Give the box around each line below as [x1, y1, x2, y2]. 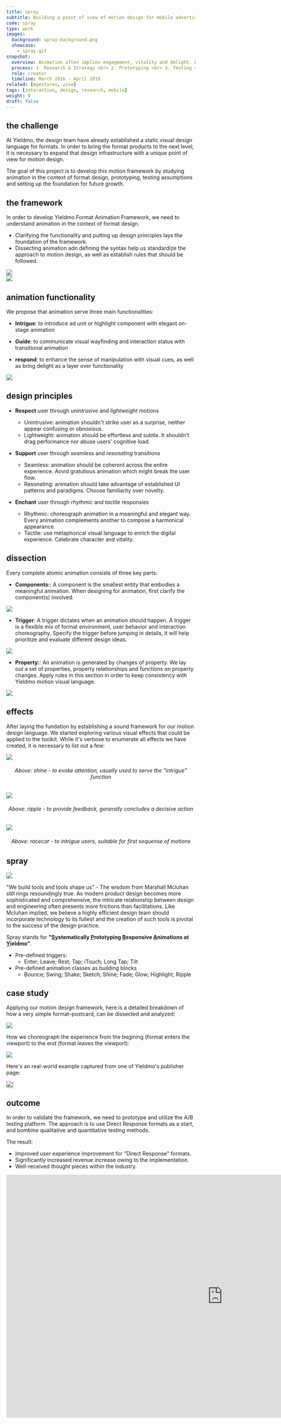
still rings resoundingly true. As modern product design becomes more [6, 889, 181, 897]
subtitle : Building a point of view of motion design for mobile [6, 14, 173, 20]
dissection [6, 553, 47, 564]
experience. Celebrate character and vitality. [23, 535, 134, 543]
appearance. [23, 523, 56, 530]
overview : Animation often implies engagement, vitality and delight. [11, 59, 192, 65]
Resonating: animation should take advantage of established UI [23, 480, 180, 488]
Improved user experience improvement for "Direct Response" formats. [14, 1150, 192, 1157]
